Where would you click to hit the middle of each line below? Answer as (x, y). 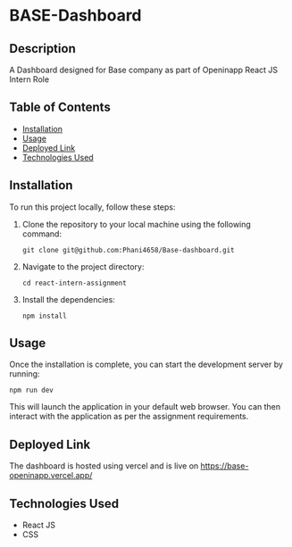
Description (42, 49)
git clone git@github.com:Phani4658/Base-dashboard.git (128, 250)
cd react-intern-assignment (74, 283)
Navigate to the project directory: (83, 266)
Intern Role (29, 79)
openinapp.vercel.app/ (51, 476)
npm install (44, 316)
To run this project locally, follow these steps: (92, 207)
